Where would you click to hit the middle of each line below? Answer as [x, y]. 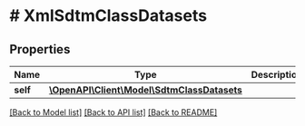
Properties [40, 49]
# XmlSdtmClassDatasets [108, 16]
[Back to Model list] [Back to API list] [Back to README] [113, 112]
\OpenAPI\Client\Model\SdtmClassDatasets [145, 90]
